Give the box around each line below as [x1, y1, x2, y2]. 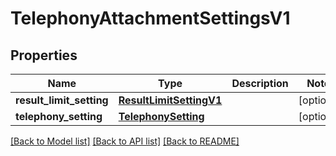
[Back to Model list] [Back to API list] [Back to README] [10, 135, 240, 147]
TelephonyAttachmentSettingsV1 [10, 7, 291, 30]
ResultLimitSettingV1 [118, 93, 223, 107]
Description [231, 77, 289, 90]
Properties [10, 47, 78, 64]
